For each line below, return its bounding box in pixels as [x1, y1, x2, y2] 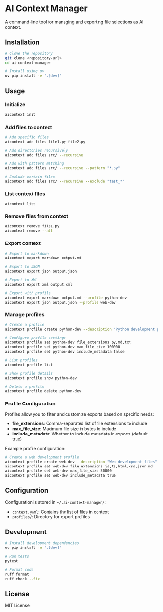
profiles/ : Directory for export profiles [12, 514, 90, 519]
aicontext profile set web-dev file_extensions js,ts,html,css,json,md [5, 464, 153, 469]
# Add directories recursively [5, 148, 68, 153]
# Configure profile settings [5, 336, 66, 340]
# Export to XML [5, 277, 38, 282]
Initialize [5, 101, 26, 108]
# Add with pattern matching [5, 161, 64, 166]
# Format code [5, 567, 34, 572]
